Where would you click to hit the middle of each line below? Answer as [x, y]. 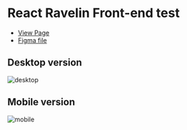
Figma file [32, 40]
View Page [34, 33]
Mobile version [41, 102]
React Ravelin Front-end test [93, 13]
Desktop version [45, 63]
